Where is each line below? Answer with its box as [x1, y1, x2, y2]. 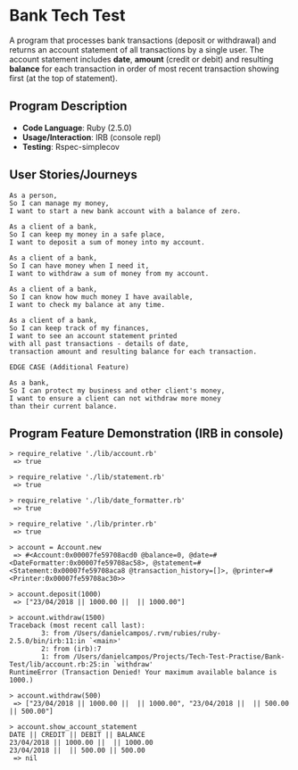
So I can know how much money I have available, [9, 292, 194, 302]
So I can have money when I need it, [9, 261, 150, 270]
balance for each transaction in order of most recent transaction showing [9, 63, 279, 74]
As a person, [9, 191, 58, 200]
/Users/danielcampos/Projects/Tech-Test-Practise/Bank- [72, 652, 286, 661]
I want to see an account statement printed [9, 331, 178, 340]
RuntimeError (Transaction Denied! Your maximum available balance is [9, 668, 277, 677]
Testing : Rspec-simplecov [21, 141, 120, 152]
